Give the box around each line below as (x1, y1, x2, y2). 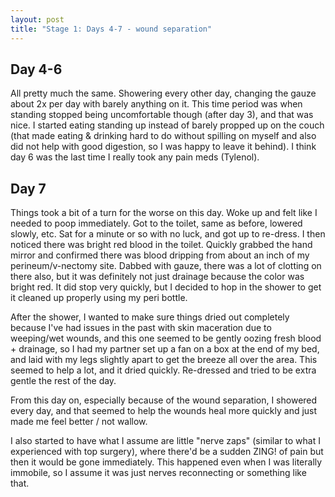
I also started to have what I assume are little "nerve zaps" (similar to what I (10, 435, 321, 447)
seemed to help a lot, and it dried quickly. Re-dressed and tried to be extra (10, 364, 317, 376)
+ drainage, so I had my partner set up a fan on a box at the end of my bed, (10, 343, 320, 355)
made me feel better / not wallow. (10, 416, 148, 428)
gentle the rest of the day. (10, 375, 117, 387)
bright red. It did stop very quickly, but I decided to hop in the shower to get (10, 281, 322, 293)
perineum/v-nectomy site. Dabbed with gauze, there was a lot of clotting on (10, 260, 322, 272)
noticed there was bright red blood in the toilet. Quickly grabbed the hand (10, 239, 313, 251)
